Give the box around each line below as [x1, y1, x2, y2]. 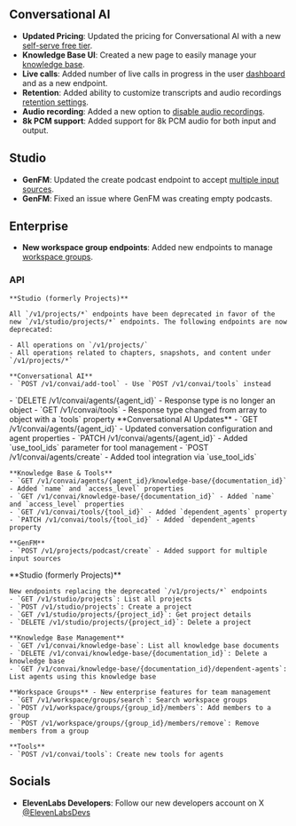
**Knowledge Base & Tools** [9, 468, 113, 477]
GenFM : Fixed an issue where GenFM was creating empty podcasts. [21, 193, 273, 203]
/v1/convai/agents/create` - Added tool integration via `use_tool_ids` [9, 452, 257, 462]
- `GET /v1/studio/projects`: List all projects [9, 594, 192, 603]
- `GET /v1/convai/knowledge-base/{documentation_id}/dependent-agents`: [9, 665, 288, 673]
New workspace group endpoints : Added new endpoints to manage [21, 242, 273, 253]
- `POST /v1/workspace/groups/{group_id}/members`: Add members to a [9, 703, 272, 712]
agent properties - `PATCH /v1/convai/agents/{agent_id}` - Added [9, 432, 248, 443]
